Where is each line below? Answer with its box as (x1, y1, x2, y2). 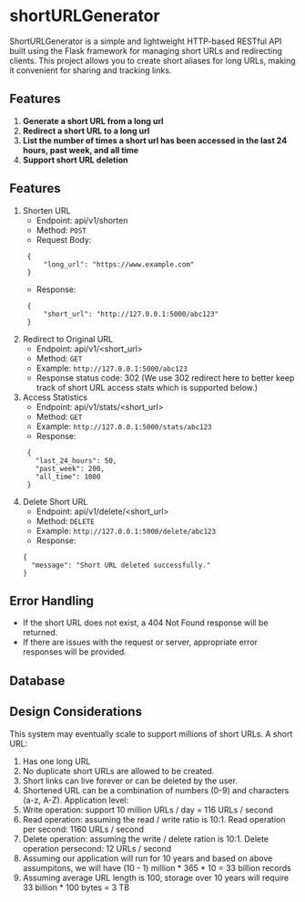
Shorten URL (22, 205, 71, 215)
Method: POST (36, 225, 86, 236)
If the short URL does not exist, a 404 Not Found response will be (22, 617, 269, 628)
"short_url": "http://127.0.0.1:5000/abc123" (43, 309, 219, 319)
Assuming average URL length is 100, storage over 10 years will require (22, 872, 290, 883)
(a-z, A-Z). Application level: (22, 794, 129, 805)
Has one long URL (22, 755, 91, 767)
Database (9, 673, 66, 688)
